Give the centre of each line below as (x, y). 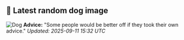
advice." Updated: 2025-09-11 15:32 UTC (56, 31)
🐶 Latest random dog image (57, 11)
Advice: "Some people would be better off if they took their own (101, 24)
